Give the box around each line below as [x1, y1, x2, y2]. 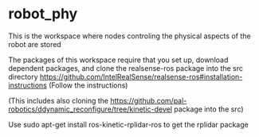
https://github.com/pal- [110, 96, 187, 105]
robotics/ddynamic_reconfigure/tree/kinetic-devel [8, 104, 173, 114]
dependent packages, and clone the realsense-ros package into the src [8, 63, 244, 72]
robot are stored [8, 39, 61, 49]
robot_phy [8, 5, 78, 23]
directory [8, 72, 38, 81]
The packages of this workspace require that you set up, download [8, 55, 229, 65]
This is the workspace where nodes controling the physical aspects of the [8, 31, 251, 41]
